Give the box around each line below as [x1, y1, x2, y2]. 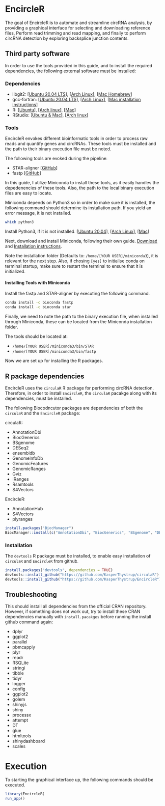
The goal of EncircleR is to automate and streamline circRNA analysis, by [5, 20, 152, 26]
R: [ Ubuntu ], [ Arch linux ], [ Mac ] [12, 107, 76, 113]
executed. [5, 782, 26, 788]
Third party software [5, 50, 70, 58]
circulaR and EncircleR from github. [5, 558, 79, 564]
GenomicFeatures [12, 460, 49, 466]
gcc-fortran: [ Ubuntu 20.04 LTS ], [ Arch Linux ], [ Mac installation [12, 97, 141, 103]
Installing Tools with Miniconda [5, 279, 70, 285]
